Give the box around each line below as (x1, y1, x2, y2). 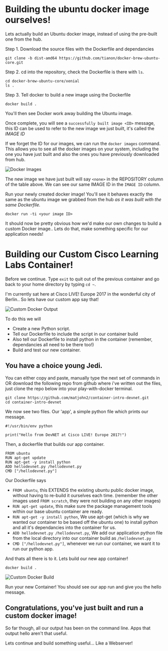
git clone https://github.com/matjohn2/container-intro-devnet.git (5, 395, 149, 400)
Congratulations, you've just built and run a (5, 604, 144, 612)
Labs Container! (5, 259, 74, 271)
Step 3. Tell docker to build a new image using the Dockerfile (5, 91, 131, 98)
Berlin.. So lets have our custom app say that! (5, 296, 99, 302)
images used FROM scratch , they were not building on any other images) (12, 498, 161, 504)
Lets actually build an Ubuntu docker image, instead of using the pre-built (5, 31, 157, 37)
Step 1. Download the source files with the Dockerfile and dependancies (5, 46, 154, 52)
